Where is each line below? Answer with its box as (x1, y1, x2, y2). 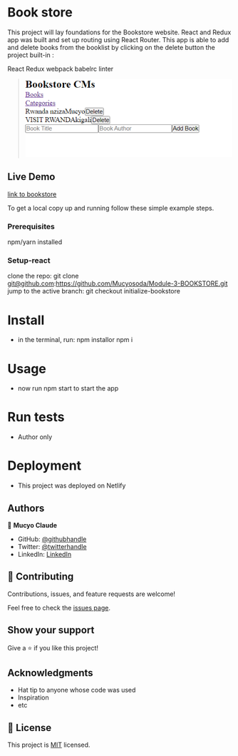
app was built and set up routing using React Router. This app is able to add (7, 35, 229, 44)
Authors (7, 502, 45, 514)
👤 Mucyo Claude (7, 520, 58, 529)
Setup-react (7, 256, 51, 266)
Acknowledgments (7, 667, 94, 679)
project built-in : (7, 51, 55, 59)
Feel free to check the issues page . (7, 603, 110, 612)
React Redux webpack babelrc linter (7, 64, 114, 73)
